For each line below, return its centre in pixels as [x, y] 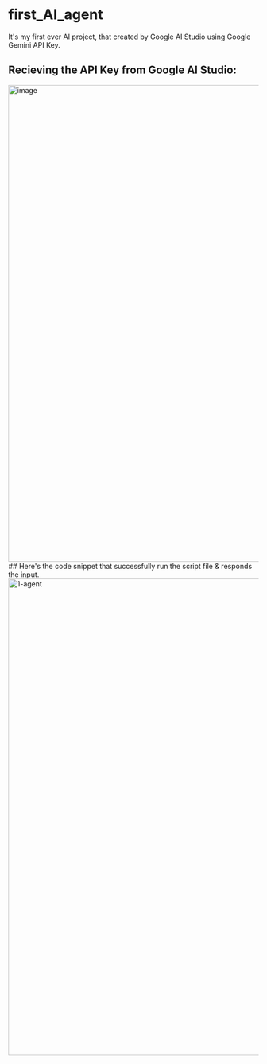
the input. [24, 575]
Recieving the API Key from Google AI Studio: [122, 70]
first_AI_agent [56, 15]
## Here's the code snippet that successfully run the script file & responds [130, 566]
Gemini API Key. [35, 44]
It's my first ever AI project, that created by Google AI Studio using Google [130, 37]
